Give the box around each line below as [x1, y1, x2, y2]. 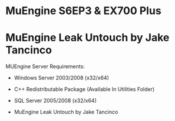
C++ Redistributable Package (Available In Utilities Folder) [14, 86, 155, 93]
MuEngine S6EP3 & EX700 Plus [5, 4, 161, 18]
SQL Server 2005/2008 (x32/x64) [14, 97, 97, 104]
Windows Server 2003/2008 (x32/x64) [14, 75, 110, 82]
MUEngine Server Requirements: [5, 63, 85, 70]
